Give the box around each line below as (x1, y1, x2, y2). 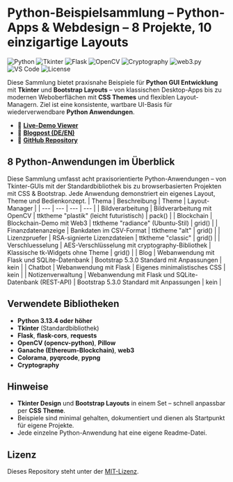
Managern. (7, 100, 39, 108)
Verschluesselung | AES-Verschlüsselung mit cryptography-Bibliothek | (7, 241, 211, 249)
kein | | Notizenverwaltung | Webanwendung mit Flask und (7, 270, 175, 279)
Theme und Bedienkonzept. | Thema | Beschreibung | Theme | (7, 197, 186, 205)
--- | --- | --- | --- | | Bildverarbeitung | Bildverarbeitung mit (41, 203, 212, 213)
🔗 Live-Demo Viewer (17, 121, 79, 129)
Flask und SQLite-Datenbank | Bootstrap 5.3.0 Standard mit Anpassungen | (7, 256, 223, 264)
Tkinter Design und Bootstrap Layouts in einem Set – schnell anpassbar (17, 399, 226, 408)
